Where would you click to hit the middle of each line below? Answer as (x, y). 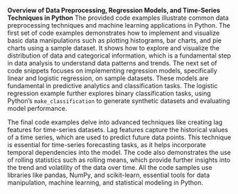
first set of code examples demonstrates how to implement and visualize (114, 33)
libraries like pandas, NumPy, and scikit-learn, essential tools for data (109, 175)
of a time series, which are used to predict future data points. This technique (119, 137)
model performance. (37, 108)
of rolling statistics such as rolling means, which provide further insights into (119, 160)
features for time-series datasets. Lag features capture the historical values (118, 130)
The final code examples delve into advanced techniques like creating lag (115, 122)
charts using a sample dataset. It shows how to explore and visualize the (114, 48)
